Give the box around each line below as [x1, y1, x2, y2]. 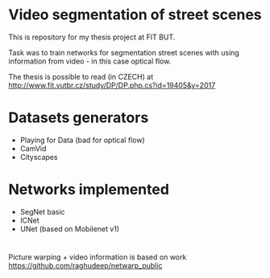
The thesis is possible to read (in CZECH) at [8, 72, 154, 81]
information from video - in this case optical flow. [8, 56, 172, 66]
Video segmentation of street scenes [8, 6, 262, 24]
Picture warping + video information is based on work [8, 252, 187, 262]
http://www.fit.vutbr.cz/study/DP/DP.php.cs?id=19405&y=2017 [8, 80, 216, 90]
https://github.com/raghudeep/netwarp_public [8, 261, 163, 270]
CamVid [19, 143, 47, 153]
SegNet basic [19, 206, 66, 216]
